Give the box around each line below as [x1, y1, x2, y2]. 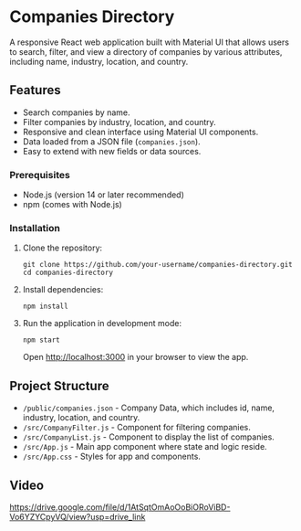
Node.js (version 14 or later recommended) [22, 189, 185, 200]
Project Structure [9, 377, 109, 394]
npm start [22, 335, 61, 345]
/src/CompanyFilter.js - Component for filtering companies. [22, 422, 251, 433]
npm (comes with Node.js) [22, 199, 123, 210]
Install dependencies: [22, 284, 104, 295]
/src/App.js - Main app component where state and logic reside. [22, 441, 267, 452]
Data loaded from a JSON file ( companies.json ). [22, 135, 201, 147]
